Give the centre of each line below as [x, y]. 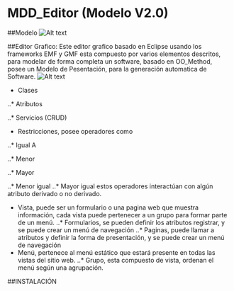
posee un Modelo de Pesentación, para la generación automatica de [107, 69]
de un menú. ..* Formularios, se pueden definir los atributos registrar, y [121, 222]
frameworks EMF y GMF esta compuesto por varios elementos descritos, [114, 54]
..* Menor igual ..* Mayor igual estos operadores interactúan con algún [110, 186]
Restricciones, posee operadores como [75, 131]
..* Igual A [22, 145]
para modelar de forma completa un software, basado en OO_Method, [110, 61]
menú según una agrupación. [61, 268]
